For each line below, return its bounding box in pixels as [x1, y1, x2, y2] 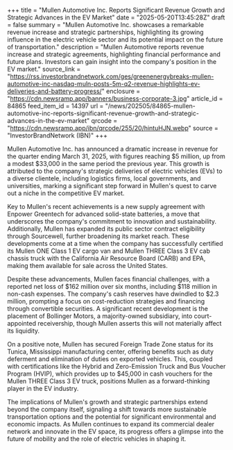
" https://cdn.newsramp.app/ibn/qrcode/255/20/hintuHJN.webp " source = [7, 124, 218, 132]
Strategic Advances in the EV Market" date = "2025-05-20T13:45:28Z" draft [7, 13, 225, 22]
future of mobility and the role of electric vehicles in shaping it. [7, 435, 187, 443]
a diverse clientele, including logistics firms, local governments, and [7, 174, 201, 183]
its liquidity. [7, 326, 40, 335]
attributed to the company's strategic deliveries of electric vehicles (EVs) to [7, 167, 223, 175]
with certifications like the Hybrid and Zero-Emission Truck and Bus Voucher [7, 362, 226, 370]
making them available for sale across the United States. [7, 262, 169, 269]
